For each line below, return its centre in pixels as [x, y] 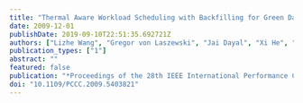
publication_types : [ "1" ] [58, 51]
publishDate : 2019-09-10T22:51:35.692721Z [90, 34]
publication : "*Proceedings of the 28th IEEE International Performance [149, 76]
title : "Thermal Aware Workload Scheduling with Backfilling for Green [147, 17]
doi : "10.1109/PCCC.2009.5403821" [74, 84]
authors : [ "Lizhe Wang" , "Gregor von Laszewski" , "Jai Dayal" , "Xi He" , [149, 43]
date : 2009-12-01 [42, 26]
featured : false [40, 68]
